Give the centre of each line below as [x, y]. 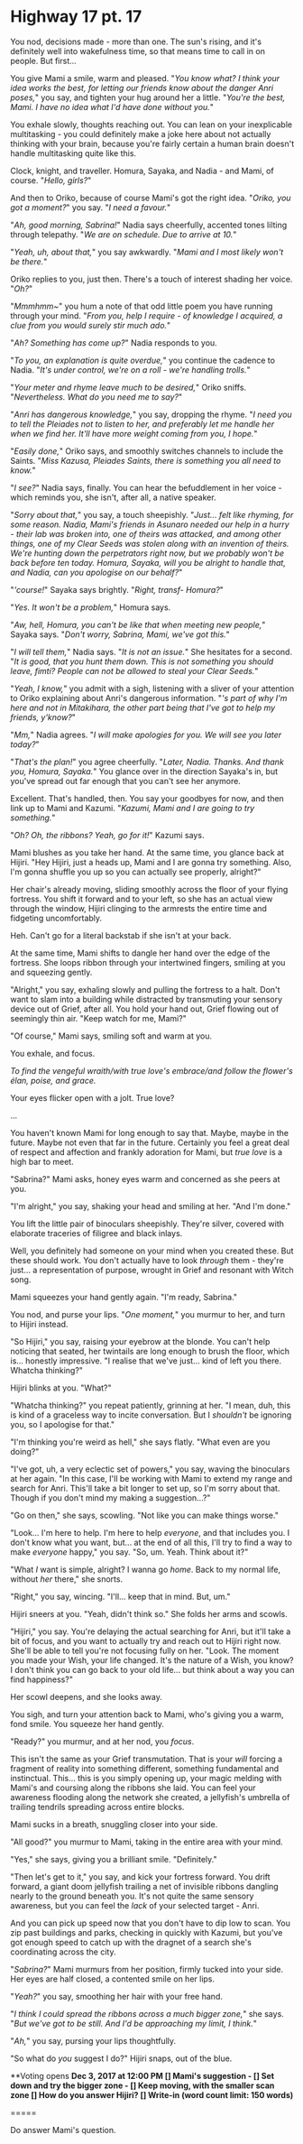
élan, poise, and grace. [53, 1080]
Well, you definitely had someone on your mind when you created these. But [152, 1251]
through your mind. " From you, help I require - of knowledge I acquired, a [147, 315]
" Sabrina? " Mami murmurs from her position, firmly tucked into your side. [147, 1969]
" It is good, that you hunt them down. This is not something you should [142, 661]
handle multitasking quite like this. [73, 153]
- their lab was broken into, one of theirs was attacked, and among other [146, 533]
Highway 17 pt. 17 [76, 17]
